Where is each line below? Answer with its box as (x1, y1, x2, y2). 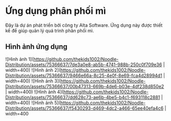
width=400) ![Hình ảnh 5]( (5, 99, 60, 106)
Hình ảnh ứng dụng (5, 43, 68, 51)
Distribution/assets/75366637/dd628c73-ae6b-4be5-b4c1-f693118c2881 (5, 94, 160, 100)
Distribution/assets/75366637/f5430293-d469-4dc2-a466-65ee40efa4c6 (5, 105, 164, 111)
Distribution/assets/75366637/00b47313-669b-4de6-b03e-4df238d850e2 (5, 83, 164, 89)
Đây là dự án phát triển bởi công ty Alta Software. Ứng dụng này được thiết (5, 22, 163, 28)
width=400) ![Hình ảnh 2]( (5, 67, 61, 73)
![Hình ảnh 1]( (5, 56, 34, 62)
